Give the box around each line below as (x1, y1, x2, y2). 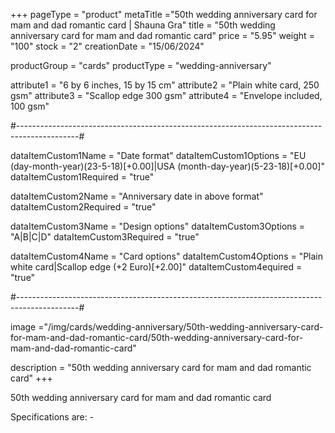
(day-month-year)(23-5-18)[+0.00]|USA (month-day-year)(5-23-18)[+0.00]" (10, 160, 325, 172)
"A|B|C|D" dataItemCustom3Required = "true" (10, 231, 200, 243)
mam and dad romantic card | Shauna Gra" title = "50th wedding (10, 19, 276, 31)
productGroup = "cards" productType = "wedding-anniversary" (10, 60, 272, 71)
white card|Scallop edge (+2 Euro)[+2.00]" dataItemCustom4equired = (10, 261, 303, 273)
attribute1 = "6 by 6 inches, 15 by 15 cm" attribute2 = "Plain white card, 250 (10, 79, 320, 91)
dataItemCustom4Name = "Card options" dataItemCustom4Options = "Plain (10, 250, 324, 262)
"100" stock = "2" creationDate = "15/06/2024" (10, 40, 205, 52)
